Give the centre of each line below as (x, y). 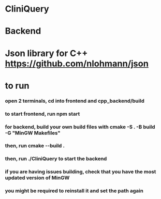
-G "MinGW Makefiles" (33, 133)
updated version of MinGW (37, 178)
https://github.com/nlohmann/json (77, 63)
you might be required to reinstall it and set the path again (74, 191)
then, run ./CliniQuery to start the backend (56, 159)
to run (17, 85)
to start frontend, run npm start (43, 114)
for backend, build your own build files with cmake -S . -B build (80, 127)
